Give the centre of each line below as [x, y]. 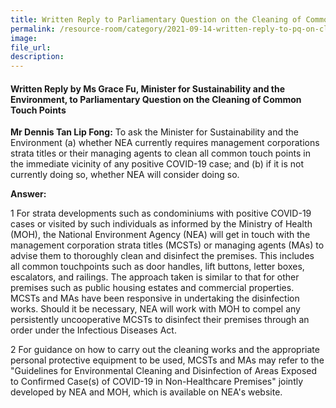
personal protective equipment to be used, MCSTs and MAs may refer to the [167, 360]
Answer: [28, 194]
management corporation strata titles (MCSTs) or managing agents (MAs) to [167, 245]
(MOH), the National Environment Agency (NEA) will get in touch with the [160, 235]
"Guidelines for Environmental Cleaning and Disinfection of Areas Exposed [164, 371]
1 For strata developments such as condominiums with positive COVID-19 [161, 213]
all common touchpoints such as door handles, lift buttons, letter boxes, [157, 267]
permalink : [33, 29]
